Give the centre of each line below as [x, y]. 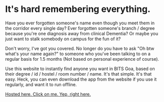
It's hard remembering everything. [78, 9]
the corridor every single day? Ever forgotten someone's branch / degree [80, 28]
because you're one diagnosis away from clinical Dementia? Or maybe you [82, 33]
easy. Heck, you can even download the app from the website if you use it [81, 79]
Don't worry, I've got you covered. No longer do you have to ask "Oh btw [80, 48]
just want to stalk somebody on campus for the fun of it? [63, 39]
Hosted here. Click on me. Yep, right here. [48, 94]
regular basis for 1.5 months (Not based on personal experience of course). [82, 59]
